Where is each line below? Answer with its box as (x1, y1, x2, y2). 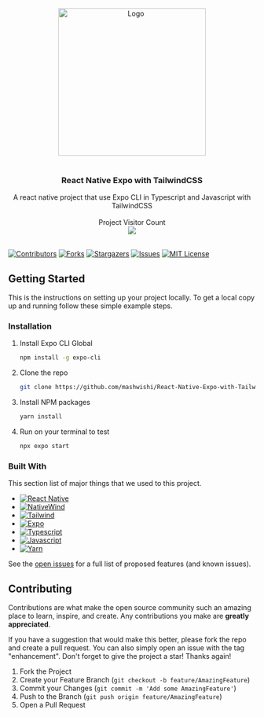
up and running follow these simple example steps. (8, 301, 173, 311)
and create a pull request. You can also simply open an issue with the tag (8, 643, 245, 653)
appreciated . (8, 620, 51, 629)
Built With (8, 461, 47, 472)
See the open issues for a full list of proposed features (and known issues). (8, 559, 251, 568)
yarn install (19, 413, 63, 421)
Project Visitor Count (97, 218, 167, 227)
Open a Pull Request (19, 700, 86, 710)
